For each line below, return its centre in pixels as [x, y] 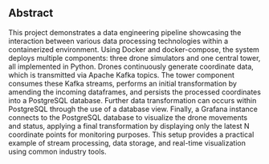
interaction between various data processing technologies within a [118, 41]
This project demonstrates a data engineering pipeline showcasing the [125, 32]
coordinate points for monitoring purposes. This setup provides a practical [131, 134]
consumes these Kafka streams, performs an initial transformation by [122, 83]
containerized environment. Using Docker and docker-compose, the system [134, 49]
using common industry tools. [57, 151]
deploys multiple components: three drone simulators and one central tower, [134, 58]
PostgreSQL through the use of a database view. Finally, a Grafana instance [133, 109]
